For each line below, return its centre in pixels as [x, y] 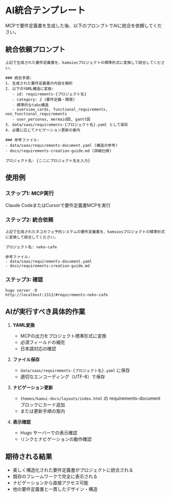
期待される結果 [29, 457]
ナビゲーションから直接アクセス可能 [50, 483]
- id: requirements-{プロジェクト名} [49, 94]
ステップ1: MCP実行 [30, 193]
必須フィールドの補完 [42, 342]
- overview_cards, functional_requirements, [60, 109]
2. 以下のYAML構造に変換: [30, 89]
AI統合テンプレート [45, 10]
